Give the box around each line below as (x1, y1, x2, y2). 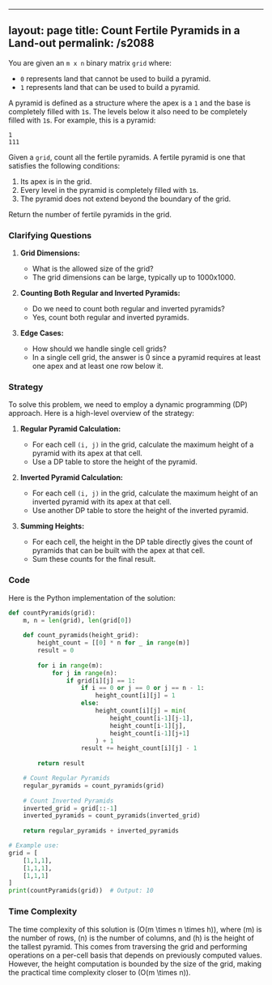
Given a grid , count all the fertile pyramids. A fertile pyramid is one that (8, 152, 245, 162)
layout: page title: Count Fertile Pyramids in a (8, 24, 240, 37)
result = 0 (37, 646, 74, 655)
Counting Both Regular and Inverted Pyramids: (19, 289, 181, 298)
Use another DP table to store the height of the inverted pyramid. (32, 506, 249, 516)
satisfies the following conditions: (8, 161, 121, 170)
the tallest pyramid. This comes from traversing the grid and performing (8, 941, 248, 951)
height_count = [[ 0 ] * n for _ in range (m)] (37, 639, 190, 647)
